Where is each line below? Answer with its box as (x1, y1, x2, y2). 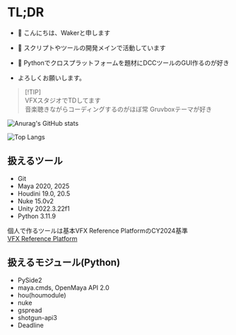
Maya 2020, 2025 (17, 182, 70, 190)
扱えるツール (7, 155, 63, 167)
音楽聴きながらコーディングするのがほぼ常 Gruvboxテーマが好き (24, 105, 212, 113)
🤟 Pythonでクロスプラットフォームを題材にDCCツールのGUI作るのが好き (17, 58, 230, 67)
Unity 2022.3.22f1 (17, 204, 70, 213)
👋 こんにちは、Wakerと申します (17, 28, 111, 37)
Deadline (17, 321, 44, 329)
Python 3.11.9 (17, 211, 57, 220)
